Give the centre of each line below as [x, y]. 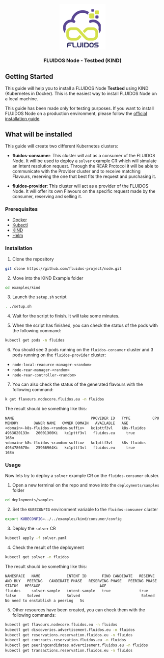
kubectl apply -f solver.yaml [36, 538]
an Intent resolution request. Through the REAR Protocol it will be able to [85, 166]
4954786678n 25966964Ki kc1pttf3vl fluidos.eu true [70, 448]
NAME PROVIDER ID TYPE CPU [82, 418]
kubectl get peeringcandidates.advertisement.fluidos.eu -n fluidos [77, 645]
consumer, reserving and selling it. [47, 197]
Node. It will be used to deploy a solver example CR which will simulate [84, 161]
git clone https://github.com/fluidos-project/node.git [63, 269]
